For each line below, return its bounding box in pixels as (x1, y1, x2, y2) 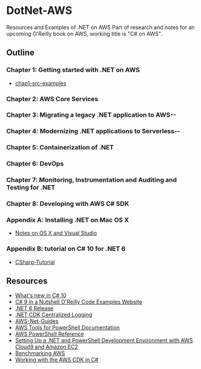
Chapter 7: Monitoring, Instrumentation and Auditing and (6, 176, 177, 184)
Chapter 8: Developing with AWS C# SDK (6, 200, 130, 208)
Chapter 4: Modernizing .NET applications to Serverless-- (6, 127, 180, 136)
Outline (6, 48, 35, 58)
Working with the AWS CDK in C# (15, 356, 99, 364)
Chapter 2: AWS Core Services (6, 94, 99, 103)
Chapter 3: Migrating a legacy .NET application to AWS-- (6, 111, 177, 119)
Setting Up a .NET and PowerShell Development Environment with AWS (15, 337, 193, 344)
